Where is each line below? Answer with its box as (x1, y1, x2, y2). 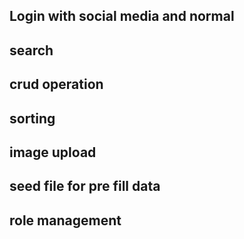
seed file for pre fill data (9, 178, 161, 195)
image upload (9, 144, 97, 161)
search (9, 42, 54, 59)
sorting (9, 110, 56, 127)
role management (9, 212, 122, 229)
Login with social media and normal (9, 8, 235, 25)
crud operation (9, 76, 104, 93)
